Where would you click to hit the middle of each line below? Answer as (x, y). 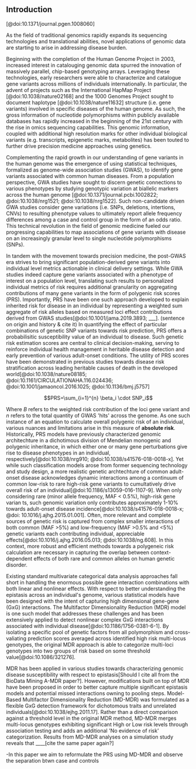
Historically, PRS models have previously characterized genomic (84, 434)
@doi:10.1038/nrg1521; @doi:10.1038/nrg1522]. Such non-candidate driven (95, 201)
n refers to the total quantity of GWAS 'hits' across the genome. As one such (98, 415)
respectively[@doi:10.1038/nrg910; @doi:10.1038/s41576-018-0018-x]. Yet (95, 459)
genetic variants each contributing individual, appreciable (75, 534)
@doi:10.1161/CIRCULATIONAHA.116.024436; (60, 380)
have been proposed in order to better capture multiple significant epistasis (97, 687)
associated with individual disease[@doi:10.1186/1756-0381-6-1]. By (87, 626)
